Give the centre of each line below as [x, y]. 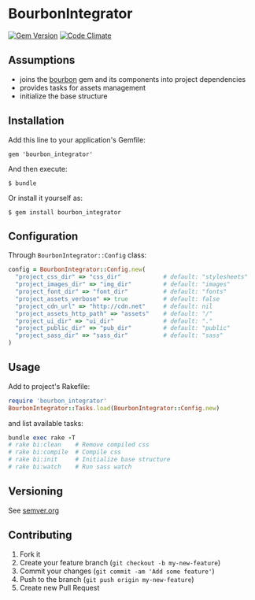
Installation [36, 121]
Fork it [30, 554]
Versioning [35, 492]
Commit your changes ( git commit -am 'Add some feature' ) [117, 571]
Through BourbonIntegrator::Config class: [78, 255]
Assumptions [42, 60]
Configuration [43, 236]
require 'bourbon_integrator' [58, 401]
